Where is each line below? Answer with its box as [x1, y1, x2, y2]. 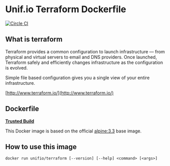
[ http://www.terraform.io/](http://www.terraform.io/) [5, 90, 114, 96]
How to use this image [5, 142, 77, 151]
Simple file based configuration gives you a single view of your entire [5, 75, 150, 81]
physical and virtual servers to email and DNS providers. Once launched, [5, 54, 157, 60]
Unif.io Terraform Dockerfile [5, 4, 126, 15]
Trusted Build [5, 118, 35, 124]
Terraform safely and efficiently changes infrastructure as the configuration [5, 59, 163, 65]
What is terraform [5, 35, 62, 44]
